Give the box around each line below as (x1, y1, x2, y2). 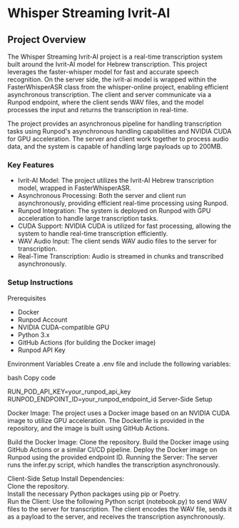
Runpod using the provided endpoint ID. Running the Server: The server (7, 452, 218, 462)
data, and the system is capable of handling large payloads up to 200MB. (7, 142, 223, 151)
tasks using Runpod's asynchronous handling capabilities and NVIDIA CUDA (7, 127, 232, 135)
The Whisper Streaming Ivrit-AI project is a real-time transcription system (7, 52, 223, 61)
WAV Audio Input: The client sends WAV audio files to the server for (17, 237, 217, 246)
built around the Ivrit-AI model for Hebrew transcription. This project (7, 60, 208, 69)
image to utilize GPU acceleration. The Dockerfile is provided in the (7, 416, 205, 424)
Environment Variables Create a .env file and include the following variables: (7, 359, 231, 368)
